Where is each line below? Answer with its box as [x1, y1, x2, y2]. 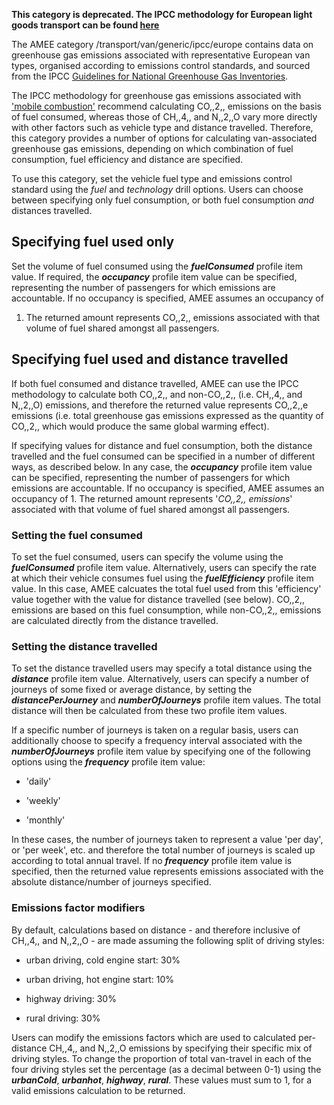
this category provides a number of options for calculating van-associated [11, 132, 318, 144]
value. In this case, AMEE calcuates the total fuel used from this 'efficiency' [11, 582, 322, 594]
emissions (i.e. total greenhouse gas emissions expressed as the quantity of [11, 409, 324, 421]
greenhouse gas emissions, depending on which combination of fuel [11, 143, 294, 154]
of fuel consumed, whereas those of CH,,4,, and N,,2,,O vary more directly [11, 111, 318, 123]
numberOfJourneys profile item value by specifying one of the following [11, 745, 311, 758]
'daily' [25, 775, 52, 788]
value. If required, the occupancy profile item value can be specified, [11, 270, 298, 283]
